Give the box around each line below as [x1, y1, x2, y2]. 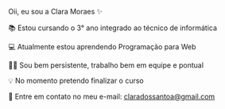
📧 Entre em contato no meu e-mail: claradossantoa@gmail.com [8, 91, 215, 101]
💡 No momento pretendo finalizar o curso [8, 76, 145, 85]
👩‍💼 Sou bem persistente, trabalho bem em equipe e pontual [8, 60, 204, 70]
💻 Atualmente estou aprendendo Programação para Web [8, 42, 196, 51]
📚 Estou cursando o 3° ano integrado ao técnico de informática [8, 23, 217, 33]
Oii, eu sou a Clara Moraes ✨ [8, 7, 103, 16]
